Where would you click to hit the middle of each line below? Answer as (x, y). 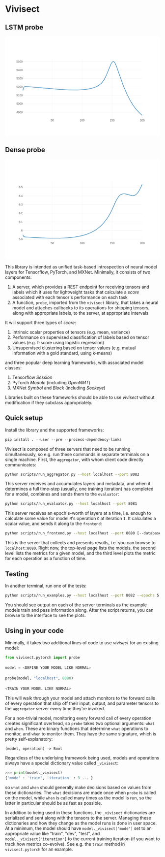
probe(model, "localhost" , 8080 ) (39, 678)
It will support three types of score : (41, 322)
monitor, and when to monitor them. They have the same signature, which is (81, 734)
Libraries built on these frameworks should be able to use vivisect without (80, 397)
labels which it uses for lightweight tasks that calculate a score (76, 292)
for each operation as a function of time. (46, 559)
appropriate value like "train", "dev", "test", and (53, 833)
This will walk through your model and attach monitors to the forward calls (80, 698)
